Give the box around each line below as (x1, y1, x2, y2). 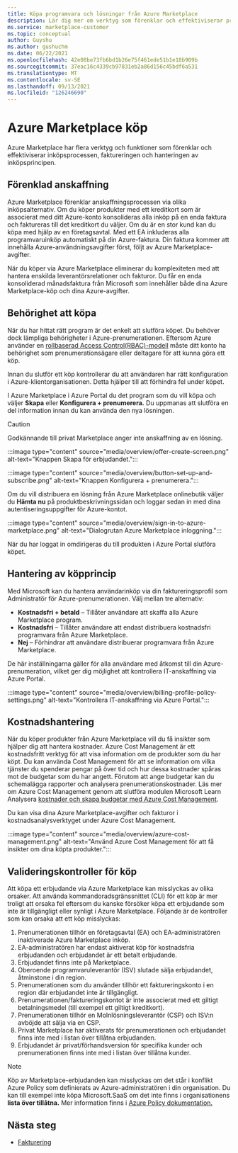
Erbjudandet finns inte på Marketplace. (17, 958, 132, 967)
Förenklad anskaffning (7, 178, 109, 191)
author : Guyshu (7, 37, 52, 44)
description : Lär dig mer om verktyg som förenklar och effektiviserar (7, 17, 223, 24)
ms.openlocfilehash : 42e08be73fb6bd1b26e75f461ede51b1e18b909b (7, 57, 198, 64)
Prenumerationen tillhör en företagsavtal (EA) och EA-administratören (17, 928, 221, 937)
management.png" (7, 837, 62, 846)
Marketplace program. (17, 615, 83, 624)
